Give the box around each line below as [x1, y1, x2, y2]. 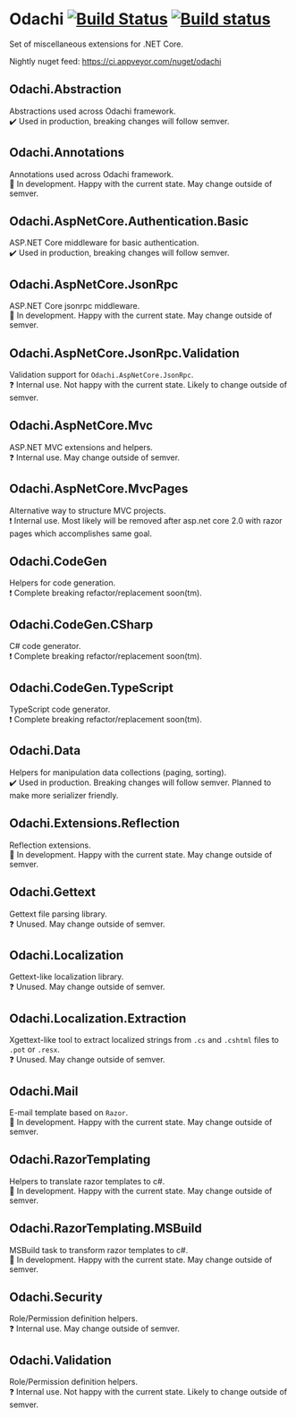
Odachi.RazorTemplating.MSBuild [9, 1221, 203, 1236]
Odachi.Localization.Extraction [9, 1011, 187, 1026]
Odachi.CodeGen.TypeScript [9, 680, 174, 696]
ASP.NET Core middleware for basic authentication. [9, 237, 199, 248]
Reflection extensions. [9, 840, 91, 850]
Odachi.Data [9, 743, 81, 758]
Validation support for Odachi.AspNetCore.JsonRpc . [9, 370, 194, 380]
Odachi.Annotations [9, 145, 125, 160]
